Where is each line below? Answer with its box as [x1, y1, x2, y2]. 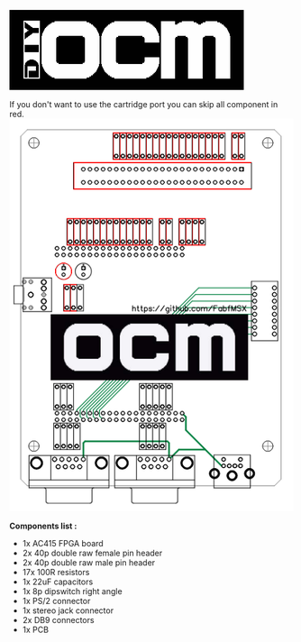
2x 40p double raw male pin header [22, 557, 156, 568]
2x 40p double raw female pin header [22, 547, 163, 559]
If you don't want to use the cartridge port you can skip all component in [9, 99, 278, 109]
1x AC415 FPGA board [22, 538, 104, 549]
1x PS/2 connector [22, 596, 91, 607]
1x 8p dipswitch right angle [22, 586, 123, 597]
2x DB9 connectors [22, 615, 95, 626]
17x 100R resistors [22, 567, 90, 578]
